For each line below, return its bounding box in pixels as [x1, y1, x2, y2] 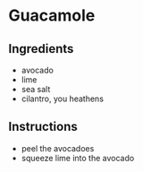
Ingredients [8, 41, 74, 56]
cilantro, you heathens [21, 93, 105, 104]
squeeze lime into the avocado [21, 152, 135, 163]
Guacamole [8, 5, 96, 26]
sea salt [21, 84, 51, 94]
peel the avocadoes [21, 142, 95, 153]
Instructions [8, 119, 78, 134]
